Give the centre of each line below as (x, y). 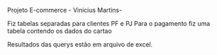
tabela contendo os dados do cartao (59, 31)
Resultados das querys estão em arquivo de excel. (80, 44)
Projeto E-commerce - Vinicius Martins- (65, 10)
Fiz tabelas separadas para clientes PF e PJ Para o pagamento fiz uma (109, 23)
